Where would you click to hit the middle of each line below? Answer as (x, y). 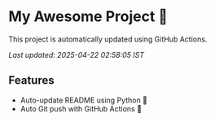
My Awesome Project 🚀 (88, 17)
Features (31, 81)
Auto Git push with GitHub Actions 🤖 (81, 108)
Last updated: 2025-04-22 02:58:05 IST (77, 54)
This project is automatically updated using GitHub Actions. (108, 39)
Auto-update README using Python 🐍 (84, 100)
